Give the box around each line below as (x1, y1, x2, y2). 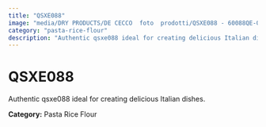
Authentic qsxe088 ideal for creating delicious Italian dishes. (8, 94, 206, 104)
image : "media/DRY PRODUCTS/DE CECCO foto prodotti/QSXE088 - (8, 19, 225, 27)
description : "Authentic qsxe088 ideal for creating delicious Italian (8, 33, 249, 42)
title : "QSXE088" (8, 11, 66, 20)
